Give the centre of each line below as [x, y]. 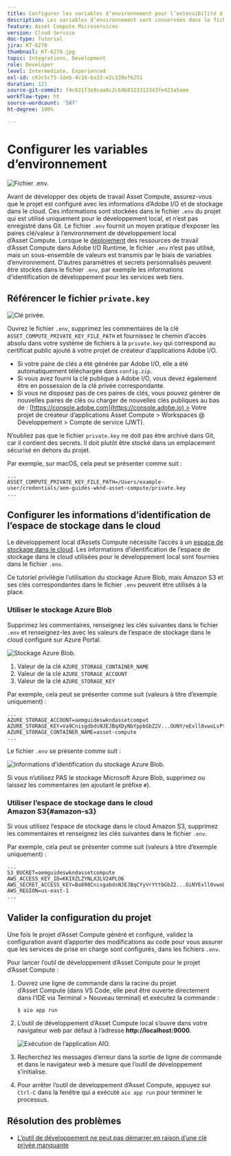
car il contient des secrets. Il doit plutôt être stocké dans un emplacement [111, 443]
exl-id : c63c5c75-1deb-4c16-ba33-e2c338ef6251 [75, 77]
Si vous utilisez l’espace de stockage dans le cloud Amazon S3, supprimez [113, 826]
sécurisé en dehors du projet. [49, 450]
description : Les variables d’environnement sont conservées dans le [109, 20]
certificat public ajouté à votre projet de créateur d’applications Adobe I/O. [112, 350]
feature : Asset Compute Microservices [63, 26]
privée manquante [43, 1145]
